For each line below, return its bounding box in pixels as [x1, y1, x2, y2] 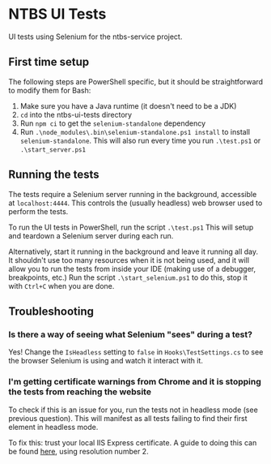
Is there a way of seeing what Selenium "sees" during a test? [8, 329, 253, 340]
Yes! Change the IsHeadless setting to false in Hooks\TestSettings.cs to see [8, 347, 264, 357]
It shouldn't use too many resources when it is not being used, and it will [8, 255, 249, 264]
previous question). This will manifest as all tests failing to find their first [8, 413, 248, 423]
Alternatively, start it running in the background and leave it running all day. [8, 247, 259, 256]
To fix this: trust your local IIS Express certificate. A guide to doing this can [8, 437, 257, 447]
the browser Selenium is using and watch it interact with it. [8, 356, 204, 366]
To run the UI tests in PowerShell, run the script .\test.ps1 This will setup [8, 222, 254, 232]
